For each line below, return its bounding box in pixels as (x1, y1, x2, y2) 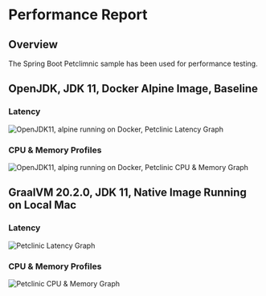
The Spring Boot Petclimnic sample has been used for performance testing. (8, 59, 259, 68)
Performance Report (8, 6, 148, 24)
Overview (8, 38, 59, 51)
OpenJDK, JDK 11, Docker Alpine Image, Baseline (8, 82, 259, 95)
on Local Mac (8, 198, 77, 212)
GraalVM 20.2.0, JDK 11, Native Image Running (8, 186, 247, 200)
